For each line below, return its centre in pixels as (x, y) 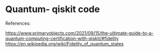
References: (18, 23)
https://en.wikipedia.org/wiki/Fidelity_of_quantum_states (64, 43)
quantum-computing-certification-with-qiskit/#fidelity (62, 38)
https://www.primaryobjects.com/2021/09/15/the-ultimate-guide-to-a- (79, 33)
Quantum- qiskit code (53, 9)
